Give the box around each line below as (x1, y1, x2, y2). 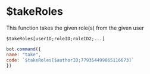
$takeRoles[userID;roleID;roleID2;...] (6, 36, 105, 41)
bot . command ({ (6, 46, 42, 52)
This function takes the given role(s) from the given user (6, 24, 144, 31)
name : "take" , (6, 52, 42, 57)
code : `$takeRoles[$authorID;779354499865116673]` (6, 57, 135, 63)
